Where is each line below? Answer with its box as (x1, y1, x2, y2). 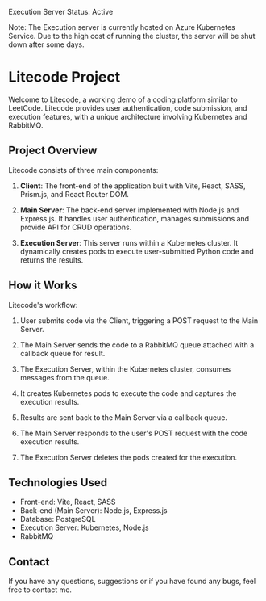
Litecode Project (8, 68, 121, 86)
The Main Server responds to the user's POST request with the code (19, 428, 248, 438)
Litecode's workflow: (8, 300, 78, 309)
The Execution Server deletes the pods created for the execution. (19, 452, 238, 462)
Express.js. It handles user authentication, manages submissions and (19, 213, 250, 223)
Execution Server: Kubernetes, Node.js (19, 523, 149, 532)
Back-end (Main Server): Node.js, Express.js (19, 506, 168, 515)
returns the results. (19, 254, 84, 265)
